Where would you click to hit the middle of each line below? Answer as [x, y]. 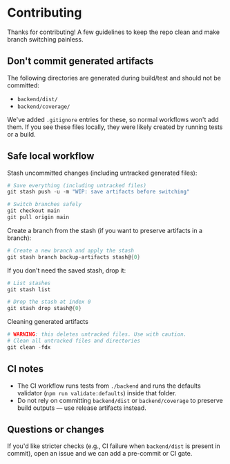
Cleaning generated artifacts [48, 322]
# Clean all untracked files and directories [74, 341]
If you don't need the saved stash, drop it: [67, 270]
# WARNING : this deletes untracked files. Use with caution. [97, 334]
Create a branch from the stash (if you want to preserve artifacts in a [105, 230]
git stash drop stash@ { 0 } [44, 309]
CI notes [26, 369]
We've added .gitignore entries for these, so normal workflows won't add [113, 119]
